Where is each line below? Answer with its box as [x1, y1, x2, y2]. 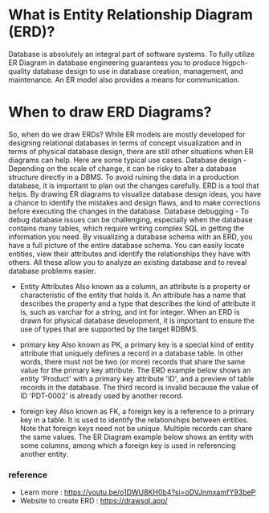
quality [8, 66, 31, 75]
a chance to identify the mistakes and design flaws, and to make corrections [8, 197, 261, 207]
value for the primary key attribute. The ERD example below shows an [19, 365, 251, 375]
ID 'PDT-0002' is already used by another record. [19, 391, 184, 401]
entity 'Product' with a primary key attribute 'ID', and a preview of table [19, 373, 255, 383]
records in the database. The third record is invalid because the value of [19, 382, 259, 392]
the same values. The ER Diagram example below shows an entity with [19, 432, 255, 442]
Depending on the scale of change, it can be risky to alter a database [8, 163, 237, 173]
